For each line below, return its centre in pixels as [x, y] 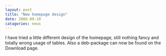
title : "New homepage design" [37, 14]
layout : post [19, 10]
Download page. [22, 48]
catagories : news [23, 24]
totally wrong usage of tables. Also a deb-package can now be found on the [83, 43]
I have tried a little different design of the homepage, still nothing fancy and [82, 38]
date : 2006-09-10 [23, 19]
